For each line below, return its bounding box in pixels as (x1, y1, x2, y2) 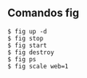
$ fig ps (7, 55, 37, 63)
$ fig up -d (7, 27, 47, 35)
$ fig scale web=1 (7, 62, 69, 70)
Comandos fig (7, 6, 80, 20)
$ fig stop (7, 34, 44, 42)
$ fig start (7, 41, 47, 49)
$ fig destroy (7, 48, 55, 57)
